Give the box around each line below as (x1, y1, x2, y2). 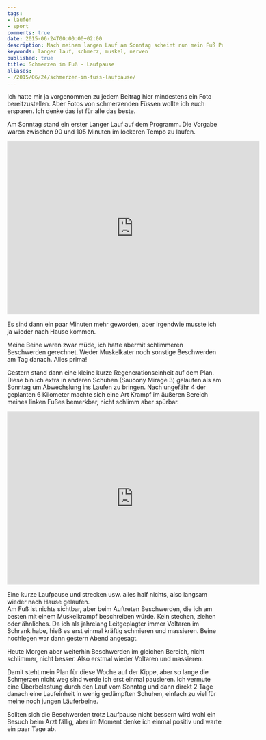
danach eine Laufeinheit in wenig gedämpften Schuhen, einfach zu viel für (7, 690, 217, 698)
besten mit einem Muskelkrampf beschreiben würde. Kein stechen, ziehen (7, 613, 217, 621)
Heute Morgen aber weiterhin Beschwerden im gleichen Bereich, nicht (7, 647, 205, 656)
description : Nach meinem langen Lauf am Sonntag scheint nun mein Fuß (7, 42, 215, 49)
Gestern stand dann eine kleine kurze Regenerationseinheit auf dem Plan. (7, 369, 214, 377)
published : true (7, 55, 53, 62)
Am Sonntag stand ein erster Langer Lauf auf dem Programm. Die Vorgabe (7, 121, 217, 129)
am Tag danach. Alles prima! (7, 356, 88, 364)
